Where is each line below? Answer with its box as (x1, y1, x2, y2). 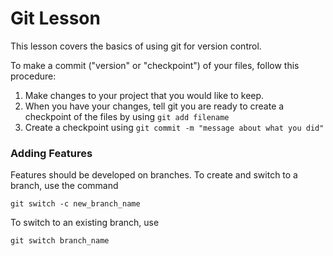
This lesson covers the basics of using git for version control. (10, 40, 262, 52)
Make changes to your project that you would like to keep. (24, 89, 265, 101)
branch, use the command (10, 180, 119, 192)
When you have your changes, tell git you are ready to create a (24, 100, 285, 112)
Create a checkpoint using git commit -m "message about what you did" (24, 121, 325, 133)
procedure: (10, 70, 57, 82)
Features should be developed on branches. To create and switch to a (10, 169, 298, 181)
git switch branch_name (10, 236, 110, 246)
